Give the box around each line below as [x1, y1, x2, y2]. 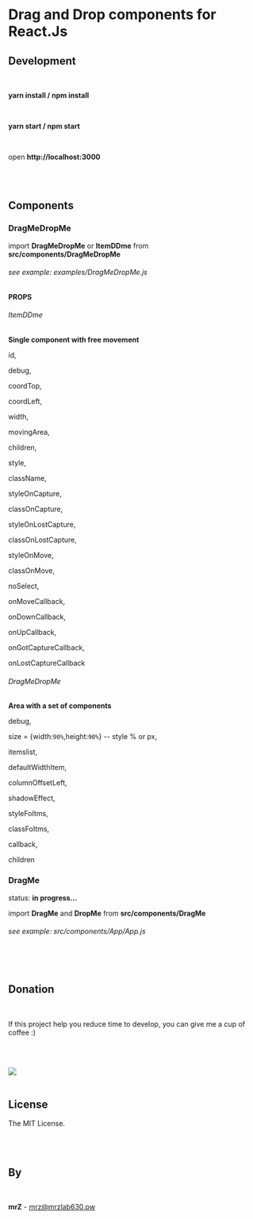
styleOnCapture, [8, 489, 62, 498]
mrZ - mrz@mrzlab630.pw [8, 1202, 96, 1212]
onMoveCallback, [8, 597, 66, 606]
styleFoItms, [8, 809, 49, 818]
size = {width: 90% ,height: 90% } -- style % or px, [8, 732, 158, 741]
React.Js [8, 22, 68, 41]
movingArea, [8, 428, 50, 437]
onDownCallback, [8, 612, 66, 621]
